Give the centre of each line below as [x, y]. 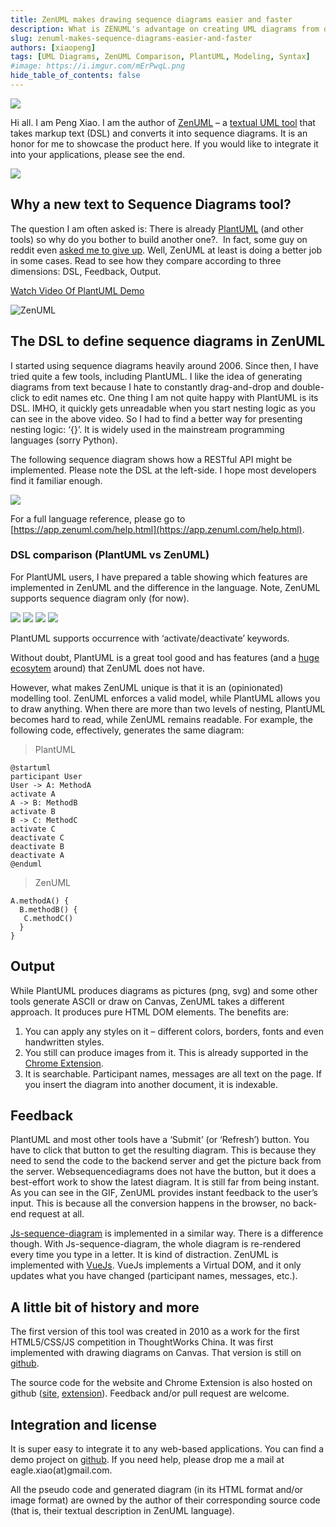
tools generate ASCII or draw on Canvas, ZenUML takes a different [147, 1001]
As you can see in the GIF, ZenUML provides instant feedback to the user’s [164, 1193]
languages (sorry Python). [64, 440]
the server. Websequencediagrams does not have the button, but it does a [163, 1172]
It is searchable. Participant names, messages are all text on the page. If [173, 1073]
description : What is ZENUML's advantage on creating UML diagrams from [165, 29]
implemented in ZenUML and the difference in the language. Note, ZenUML [165, 587]
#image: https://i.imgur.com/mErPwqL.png [98, 66]
